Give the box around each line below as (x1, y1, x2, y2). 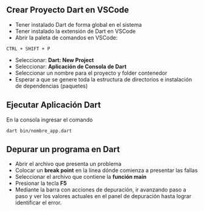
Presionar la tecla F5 (15, 179, 67, 187)
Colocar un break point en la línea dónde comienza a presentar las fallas (15, 167, 198, 174)
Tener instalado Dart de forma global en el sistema (15, 21, 142, 28)
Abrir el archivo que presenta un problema (15, 161, 122, 168)
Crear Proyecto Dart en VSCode (6, 5, 129, 15)
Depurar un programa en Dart (6, 144, 120, 154)
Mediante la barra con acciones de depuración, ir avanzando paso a (15, 186, 187, 193)
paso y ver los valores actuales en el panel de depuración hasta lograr (15, 193, 192, 200)
